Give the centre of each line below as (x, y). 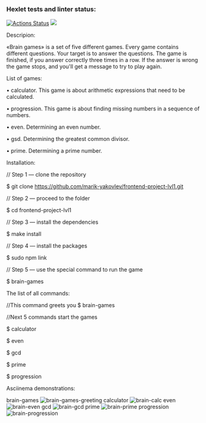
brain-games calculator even (91, 400)
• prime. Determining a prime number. (54, 151)
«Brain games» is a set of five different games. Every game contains (93, 47)
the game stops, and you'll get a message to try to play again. (84, 67)
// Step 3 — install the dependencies (52, 222)
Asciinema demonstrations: (41, 389)
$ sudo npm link (27, 258)
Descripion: (21, 35)
